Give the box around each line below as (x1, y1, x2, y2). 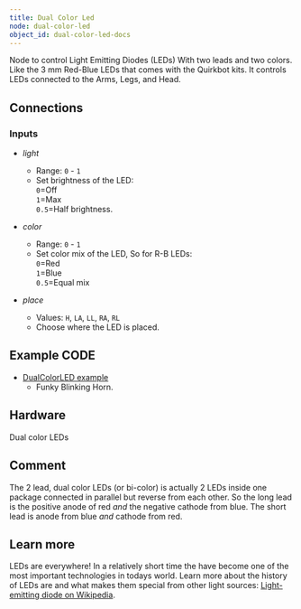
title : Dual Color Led (9, 13, 95, 23)
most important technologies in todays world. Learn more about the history (9, 570, 288, 581)
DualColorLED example (22, 371, 109, 382)
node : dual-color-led (9, 22, 91, 31)
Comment (9, 458, 67, 473)
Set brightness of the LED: (35, 175, 134, 186)
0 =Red (35, 258, 60, 269)
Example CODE (9, 348, 96, 363)
